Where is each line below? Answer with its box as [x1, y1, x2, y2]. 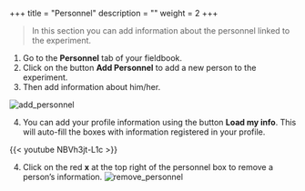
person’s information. [22, 172, 103, 182]
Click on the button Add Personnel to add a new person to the [22, 63, 257, 73]
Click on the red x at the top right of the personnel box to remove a [22, 162, 274, 172]
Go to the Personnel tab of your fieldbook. [22, 53, 183, 63]
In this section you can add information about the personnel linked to [31, 25, 290, 35]
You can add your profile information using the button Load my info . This [22, 117, 297, 127]
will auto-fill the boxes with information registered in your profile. [22, 126, 266, 137]
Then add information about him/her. [22, 82, 161, 92]
